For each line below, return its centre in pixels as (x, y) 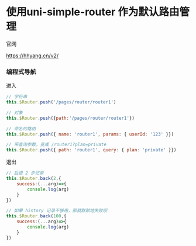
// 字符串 (17, 97)
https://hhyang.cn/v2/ (32, 56)
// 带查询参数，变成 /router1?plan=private (56, 145)
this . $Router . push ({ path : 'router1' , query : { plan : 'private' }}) (91, 150)
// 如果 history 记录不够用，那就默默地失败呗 (57, 211)
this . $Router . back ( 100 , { (36, 216)
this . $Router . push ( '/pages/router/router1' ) (61, 102)
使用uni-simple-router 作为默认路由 (93, 12)
